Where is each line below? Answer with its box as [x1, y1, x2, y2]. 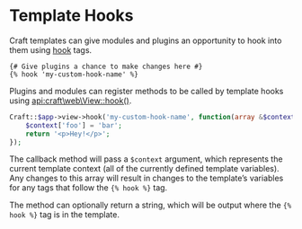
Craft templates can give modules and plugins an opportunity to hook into [9, 35, 282, 46]
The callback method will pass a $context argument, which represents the [9, 154, 283, 164]
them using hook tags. [9, 44, 93, 55]
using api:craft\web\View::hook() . [9, 95, 132, 106]
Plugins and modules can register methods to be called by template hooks [9, 85, 284, 96]
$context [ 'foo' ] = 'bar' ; [25, 120, 123, 130]
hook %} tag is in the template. [9, 209, 120, 220]
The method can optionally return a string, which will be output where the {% [9, 199, 292, 211]
